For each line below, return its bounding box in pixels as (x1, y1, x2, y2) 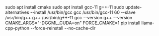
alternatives (5, 9, 29, 15)
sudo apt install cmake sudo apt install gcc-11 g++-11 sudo (5, 4, 125, 10)
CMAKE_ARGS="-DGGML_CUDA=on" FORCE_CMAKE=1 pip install (5, 20, 141, 26)
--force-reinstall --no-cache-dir (30, 25, 96, 31)
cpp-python (5, 25, 30, 31)
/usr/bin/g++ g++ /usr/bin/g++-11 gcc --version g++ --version (5, 15, 133, 20)
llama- (141, 20, 155, 26)
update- (125, 4, 142, 10)
